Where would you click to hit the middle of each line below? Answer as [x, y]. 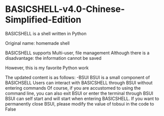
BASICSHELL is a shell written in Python [46, 33]
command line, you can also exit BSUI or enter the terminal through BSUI [79, 93]
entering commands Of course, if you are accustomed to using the [73, 88]
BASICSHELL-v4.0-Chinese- [65, 9]
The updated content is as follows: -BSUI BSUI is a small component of [78, 77]
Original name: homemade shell [37, 43]
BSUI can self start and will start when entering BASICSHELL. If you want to [82, 99]
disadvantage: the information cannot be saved [53, 58]
